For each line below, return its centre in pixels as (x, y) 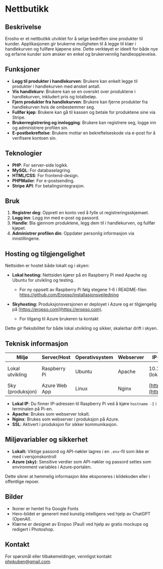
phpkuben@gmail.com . (28, 561)
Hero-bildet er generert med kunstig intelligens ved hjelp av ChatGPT (81, 514)
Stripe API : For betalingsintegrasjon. (48, 185)
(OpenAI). (22, 519)
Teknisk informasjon (37, 343)
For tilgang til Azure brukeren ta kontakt (59, 319)
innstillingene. (26, 239)
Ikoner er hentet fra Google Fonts (45, 508)
